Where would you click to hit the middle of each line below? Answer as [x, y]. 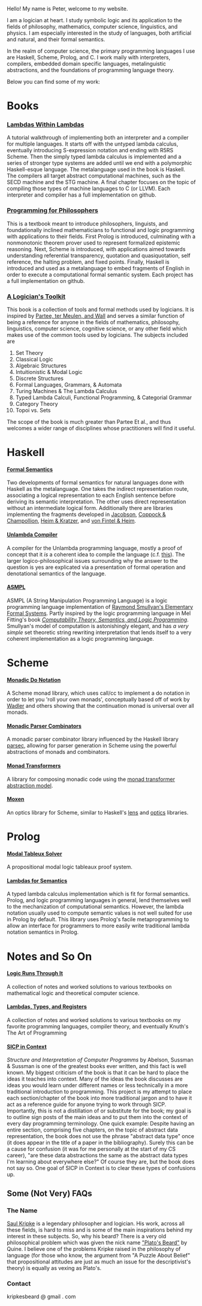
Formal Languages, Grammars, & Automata [69, 385]
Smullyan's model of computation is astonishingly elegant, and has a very [98, 626]
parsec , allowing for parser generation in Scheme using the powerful [92, 746]
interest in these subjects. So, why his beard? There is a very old [87, 1236]
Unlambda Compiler [32, 535]
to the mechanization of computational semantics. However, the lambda [96, 907]
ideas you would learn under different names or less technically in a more [97, 1085]
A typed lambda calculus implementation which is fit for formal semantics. [98, 894]
